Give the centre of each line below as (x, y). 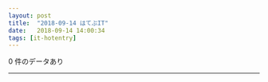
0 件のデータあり (36, 61)
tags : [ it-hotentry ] (43, 38)
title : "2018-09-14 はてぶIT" (59, 23)
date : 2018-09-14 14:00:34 (57, 30)
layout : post (30, 16)
